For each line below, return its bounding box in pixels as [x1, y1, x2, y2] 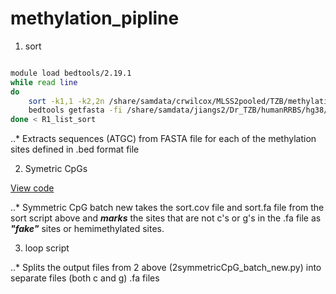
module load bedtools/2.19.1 [10, 68, 132, 78]
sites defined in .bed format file [10, 143, 140, 156]
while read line [10, 77, 78, 87]
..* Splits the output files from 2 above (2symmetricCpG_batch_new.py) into [10, 262, 322, 274]
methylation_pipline [10, 7, 180, 30]
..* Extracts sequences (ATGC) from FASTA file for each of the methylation [10, 133, 317, 145]
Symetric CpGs [24, 163, 88, 175]
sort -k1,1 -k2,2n [28, 96, 105, 106]
